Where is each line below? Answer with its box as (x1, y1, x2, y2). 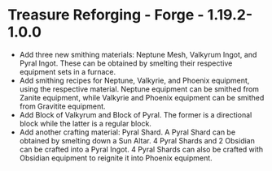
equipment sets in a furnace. (19, 66, 116, 76)
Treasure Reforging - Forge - (7, 6, 204, 24)
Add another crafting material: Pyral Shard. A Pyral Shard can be (19, 127, 236, 137)
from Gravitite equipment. (19, 101, 107, 111)
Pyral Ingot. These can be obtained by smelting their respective (19, 58, 233, 68)
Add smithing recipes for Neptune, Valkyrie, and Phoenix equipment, (19, 75, 250, 85)
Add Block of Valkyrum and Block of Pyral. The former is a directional (19, 109, 252, 119)
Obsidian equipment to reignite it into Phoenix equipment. (19, 152, 213, 163)
